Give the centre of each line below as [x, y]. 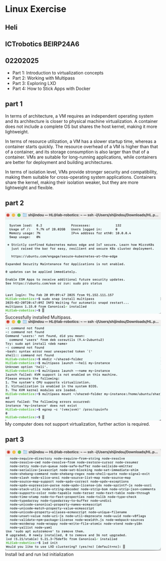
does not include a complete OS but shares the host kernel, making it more [81, 126]
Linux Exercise [36, 9]
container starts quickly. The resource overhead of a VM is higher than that [82, 146]
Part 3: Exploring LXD [34, 83]
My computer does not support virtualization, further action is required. [78, 424]
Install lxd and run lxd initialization [40, 554]
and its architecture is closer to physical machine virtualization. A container [82, 121]
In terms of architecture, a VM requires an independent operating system [79, 116]
